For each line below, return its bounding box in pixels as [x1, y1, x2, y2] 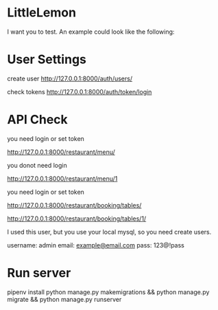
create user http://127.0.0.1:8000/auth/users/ [7, 74, 132, 82]
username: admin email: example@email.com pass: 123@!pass [7, 241, 185, 249]
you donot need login [7, 161, 67, 169]
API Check [7, 112, 69, 128]
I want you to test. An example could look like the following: [7, 27, 175, 36]
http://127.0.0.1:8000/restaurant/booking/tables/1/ [7, 214, 147, 223]
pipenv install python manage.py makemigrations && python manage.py [7, 287, 210, 296]
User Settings [7, 52, 87, 67]
